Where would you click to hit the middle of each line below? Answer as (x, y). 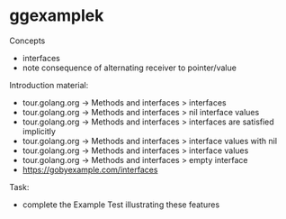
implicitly (39, 131)
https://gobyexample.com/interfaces (90, 169)
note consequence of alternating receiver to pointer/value (129, 68)
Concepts (27, 41)
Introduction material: (49, 85)
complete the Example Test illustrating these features (121, 205)
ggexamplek (57, 16)
